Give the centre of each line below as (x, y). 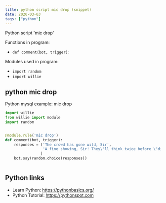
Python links (25, 178)
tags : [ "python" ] (23, 19)
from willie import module (33, 118)
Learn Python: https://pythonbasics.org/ (53, 190)
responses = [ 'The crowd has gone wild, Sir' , (63, 144)
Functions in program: (27, 42)
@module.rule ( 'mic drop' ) (32, 135)
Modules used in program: (32, 62)
